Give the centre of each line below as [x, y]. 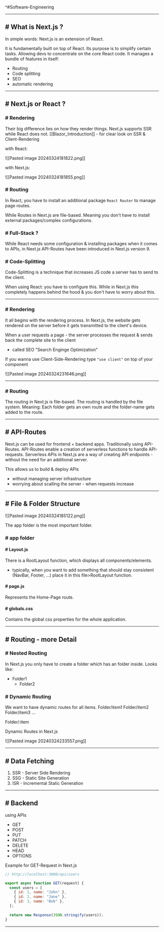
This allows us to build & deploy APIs [42, 469]
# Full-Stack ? [22, 233]
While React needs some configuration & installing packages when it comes [81, 244]
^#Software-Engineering [30, 7]
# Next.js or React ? [35, 104]
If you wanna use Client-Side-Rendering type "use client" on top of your [79, 359]
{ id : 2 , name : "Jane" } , [40, 897]
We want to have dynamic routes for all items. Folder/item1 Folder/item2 [77, 707]
